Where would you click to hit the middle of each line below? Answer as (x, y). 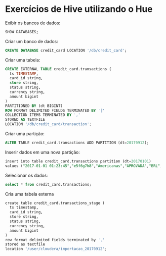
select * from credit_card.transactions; (48, 184)
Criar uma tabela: (23, 60)
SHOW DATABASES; (22, 32)
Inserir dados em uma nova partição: (42, 152)
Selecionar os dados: (27, 175)
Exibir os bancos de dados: (33, 23)
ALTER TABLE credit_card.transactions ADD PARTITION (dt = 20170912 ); (77, 143)
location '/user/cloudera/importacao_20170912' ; (56, 249)
